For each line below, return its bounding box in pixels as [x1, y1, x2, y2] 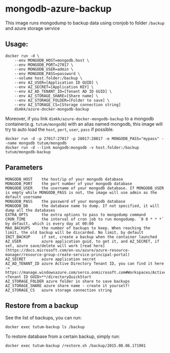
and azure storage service [5, 25, 60, 31]
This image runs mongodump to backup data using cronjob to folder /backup [5, 20, 164, 26]
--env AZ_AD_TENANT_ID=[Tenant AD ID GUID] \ [14, 89, 112, 94]
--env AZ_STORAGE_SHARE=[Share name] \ [14, 93, 99, 98]
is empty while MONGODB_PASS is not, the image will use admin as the [5, 190, 157, 195]
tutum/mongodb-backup [5, 149, 51, 155]
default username [5, 194, 42, 199]
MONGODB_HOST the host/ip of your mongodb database [5, 176, 123, 182]
